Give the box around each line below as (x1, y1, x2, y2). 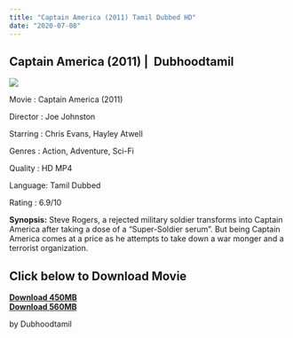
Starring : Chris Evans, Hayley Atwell (9, 129, 144, 139)
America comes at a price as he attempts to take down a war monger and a (9, 233, 284, 244)
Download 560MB (9, 302, 77, 312)
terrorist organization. (9, 243, 89, 254)
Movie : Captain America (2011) (9, 94, 123, 105)
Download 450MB (9, 292, 77, 303)
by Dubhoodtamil (9, 318, 73, 329)
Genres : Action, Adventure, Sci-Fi (9, 145, 135, 156)
